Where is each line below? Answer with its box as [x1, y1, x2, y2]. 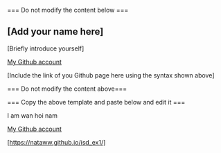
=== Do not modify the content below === [7, 6, 129, 14]
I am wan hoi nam [7, 111, 58, 120]
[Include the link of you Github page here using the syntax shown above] [7, 71, 215, 79]
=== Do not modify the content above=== [7, 84, 127, 93]
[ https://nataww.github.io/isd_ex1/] [7, 138, 106, 146]
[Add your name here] [7, 26, 104, 37]
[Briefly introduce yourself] [7, 44, 85, 53]
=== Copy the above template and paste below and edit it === [7, 98, 186, 106]
